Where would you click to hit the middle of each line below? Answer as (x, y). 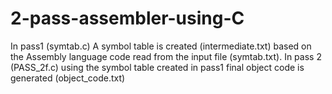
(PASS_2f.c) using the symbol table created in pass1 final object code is (157, 67)
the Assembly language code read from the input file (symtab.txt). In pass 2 (166, 56)
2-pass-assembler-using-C (127, 18)
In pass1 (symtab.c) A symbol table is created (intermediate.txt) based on (161, 46)
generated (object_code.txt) (68, 78)
